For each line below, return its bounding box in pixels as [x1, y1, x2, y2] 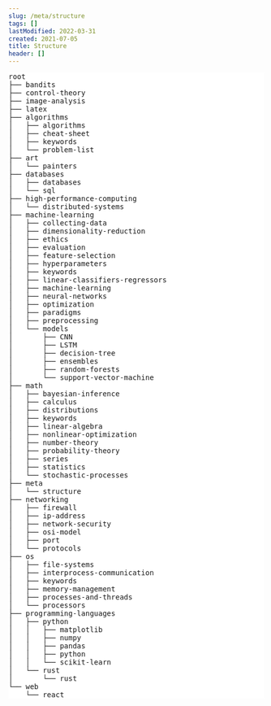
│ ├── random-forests [8, 365, 120, 374]
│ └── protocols [8, 544, 82, 553]
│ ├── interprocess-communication [8, 569, 154, 577]
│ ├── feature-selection [8, 251, 116, 260]
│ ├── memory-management [8, 585, 116, 594]
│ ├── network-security [8, 520, 112, 529]
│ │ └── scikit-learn [8, 658, 112, 667]
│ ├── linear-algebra [8, 422, 103, 431]
